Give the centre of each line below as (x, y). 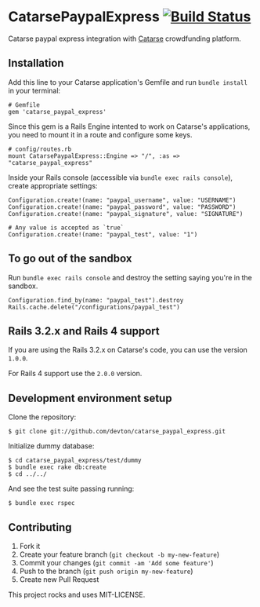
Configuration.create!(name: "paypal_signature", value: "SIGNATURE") (126, 214)
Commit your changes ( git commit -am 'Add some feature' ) (116, 563)
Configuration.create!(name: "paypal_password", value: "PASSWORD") (122, 207)
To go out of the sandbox (70, 259)
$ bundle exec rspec (42, 503)
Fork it (30, 546)
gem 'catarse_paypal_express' (58, 112)
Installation (36, 63)
